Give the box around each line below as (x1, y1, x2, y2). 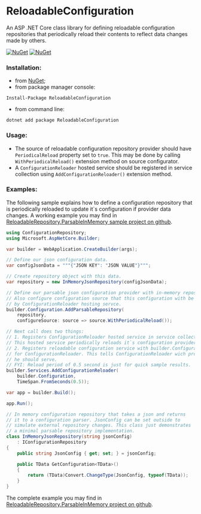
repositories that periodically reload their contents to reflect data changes (6, 30, 188, 37)
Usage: (6, 131, 28, 139)
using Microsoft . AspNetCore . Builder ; (6, 235, 100, 241)
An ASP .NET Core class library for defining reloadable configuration (6, 24, 175, 31)
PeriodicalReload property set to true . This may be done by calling (14, 151, 181, 159)
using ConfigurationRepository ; (6, 229, 87, 235)
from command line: (14, 106, 65, 113)
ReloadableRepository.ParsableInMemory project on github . (6, 501, 154, 508)
